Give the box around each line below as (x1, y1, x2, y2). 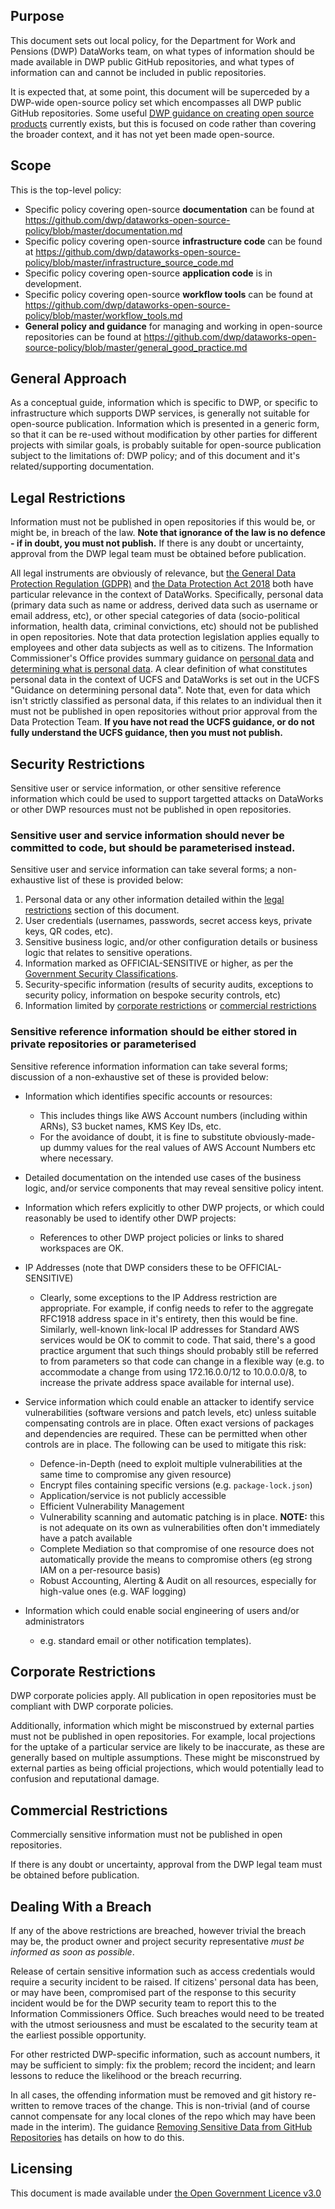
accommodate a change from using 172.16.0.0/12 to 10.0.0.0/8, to (39, 1365, 308, 1378)
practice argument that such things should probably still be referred (39, 1344, 319, 1356)
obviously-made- (244, 1130, 316, 1143)
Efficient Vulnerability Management (39, 1500, 185, 1512)
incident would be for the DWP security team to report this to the (10, 1997, 277, 2009)
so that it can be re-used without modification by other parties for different (10, 429, 318, 441)
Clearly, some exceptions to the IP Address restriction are (39, 1291, 278, 1303)
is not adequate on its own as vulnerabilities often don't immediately (39, 1521, 321, 1533)
